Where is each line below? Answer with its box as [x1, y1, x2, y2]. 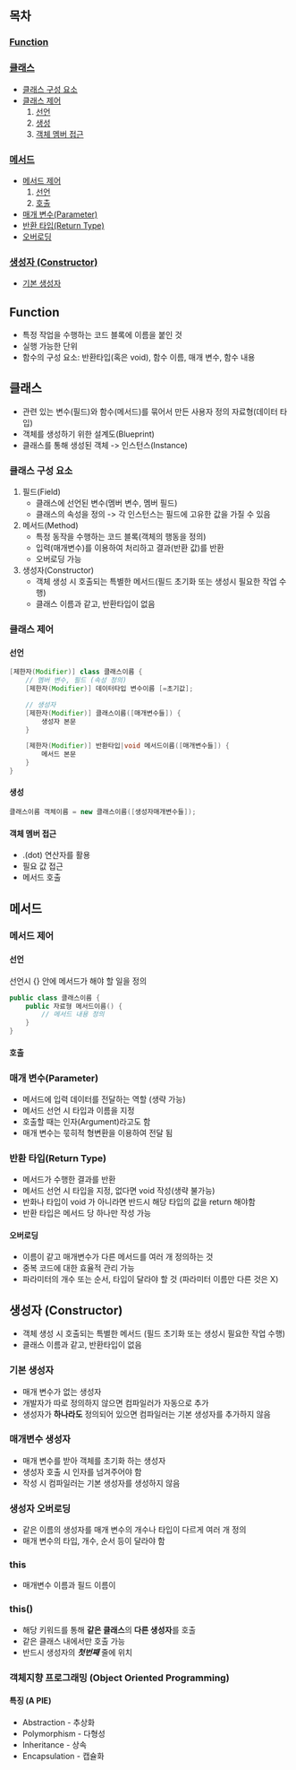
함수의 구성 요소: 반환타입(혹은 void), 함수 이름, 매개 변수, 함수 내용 [21, 352, 256, 363]
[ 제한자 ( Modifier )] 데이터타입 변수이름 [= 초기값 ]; [25, 684, 194, 693]
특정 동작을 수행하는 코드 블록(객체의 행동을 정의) [35, 532, 207, 542]
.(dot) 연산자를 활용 [21, 850, 91, 861]
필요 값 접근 [21, 861, 64, 872]
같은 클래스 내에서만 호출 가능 [21, 1636, 125, 1646]
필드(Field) [21, 487, 61, 498]
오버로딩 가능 [35, 554, 82, 565]
